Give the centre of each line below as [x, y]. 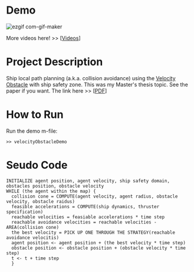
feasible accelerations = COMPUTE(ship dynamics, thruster [86, 207]
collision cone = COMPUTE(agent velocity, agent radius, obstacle [95, 196]
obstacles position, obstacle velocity [55, 186]
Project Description [55, 62]
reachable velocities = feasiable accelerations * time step [88, 217]
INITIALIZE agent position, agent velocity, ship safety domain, [88, 181]
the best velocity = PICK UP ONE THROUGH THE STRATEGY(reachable [93, 232]
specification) [25, 212]
